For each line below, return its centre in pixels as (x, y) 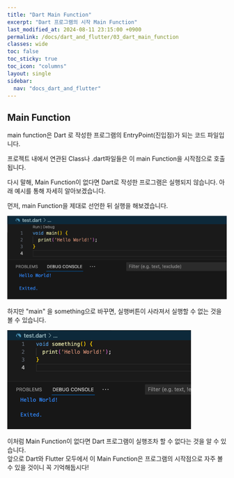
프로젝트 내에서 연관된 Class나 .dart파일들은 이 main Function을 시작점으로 (110, 159)
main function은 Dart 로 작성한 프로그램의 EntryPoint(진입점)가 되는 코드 (107, 135)
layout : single (29, 73)
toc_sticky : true (32, 59)
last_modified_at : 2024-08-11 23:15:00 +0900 (74, 29)
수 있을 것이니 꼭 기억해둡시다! (48, 467)
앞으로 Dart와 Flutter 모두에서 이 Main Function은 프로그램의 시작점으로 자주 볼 (115, 458)
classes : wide (28, 44)
